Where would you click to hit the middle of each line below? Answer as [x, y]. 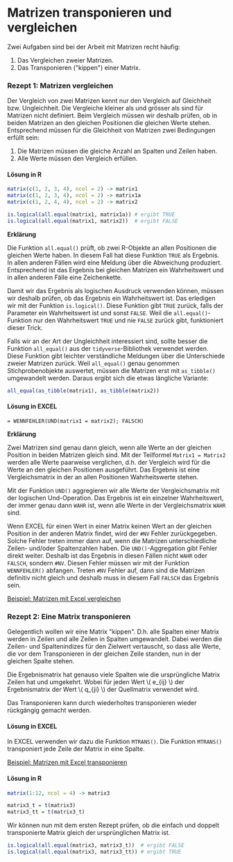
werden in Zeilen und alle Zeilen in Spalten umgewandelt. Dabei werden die [115, 639]
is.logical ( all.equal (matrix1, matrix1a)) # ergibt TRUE [91, 215]
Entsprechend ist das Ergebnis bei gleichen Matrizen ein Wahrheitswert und [115, 270]
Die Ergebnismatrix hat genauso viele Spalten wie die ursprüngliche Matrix [114, 674]
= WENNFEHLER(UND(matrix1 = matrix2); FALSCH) [76, 421]
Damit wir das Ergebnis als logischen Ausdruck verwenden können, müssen [115, 290]
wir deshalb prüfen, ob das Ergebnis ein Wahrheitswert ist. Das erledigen [112, 298]
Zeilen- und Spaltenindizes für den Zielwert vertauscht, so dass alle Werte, [114, 647]
